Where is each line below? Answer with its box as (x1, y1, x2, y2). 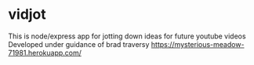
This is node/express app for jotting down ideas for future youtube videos (8, 31, 246, 41)
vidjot (8, 5, 47, 23)
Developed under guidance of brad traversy (8, 39, 150, 49)
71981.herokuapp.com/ (8, 48, 82, 57)
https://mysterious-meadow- (151, 39, 245, 49)
